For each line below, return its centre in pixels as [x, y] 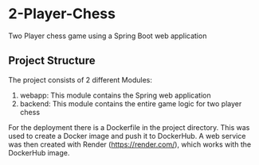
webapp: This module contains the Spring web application [115, 95]
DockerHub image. [39, 152]
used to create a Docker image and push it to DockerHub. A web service [127, 136]
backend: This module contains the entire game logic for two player [131, 103]
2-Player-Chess [62, 14]
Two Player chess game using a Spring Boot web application [108, 36]
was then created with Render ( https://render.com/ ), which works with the [130, 144]
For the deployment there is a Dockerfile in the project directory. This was [129, 127]
